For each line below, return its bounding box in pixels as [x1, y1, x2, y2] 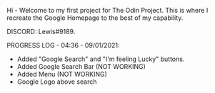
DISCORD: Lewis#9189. [6, 28, 76, 35]
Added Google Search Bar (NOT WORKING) [16, 62, 146, 70]
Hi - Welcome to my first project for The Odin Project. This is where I [6, 6, 209, 14]
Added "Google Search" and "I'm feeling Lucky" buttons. [16, 55, 185, 63]
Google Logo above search [16, 77, 97, 86]
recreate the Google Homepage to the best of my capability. [6, 13, 184, 22]
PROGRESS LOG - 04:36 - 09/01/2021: [6, 41, 120, 49]
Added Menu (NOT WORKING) [16, 70, 108, 78]
